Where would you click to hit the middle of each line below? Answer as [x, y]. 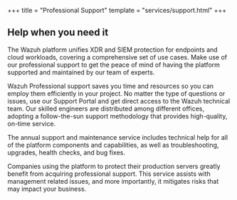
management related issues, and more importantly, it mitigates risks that [113, 181]
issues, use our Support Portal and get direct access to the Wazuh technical [119, 101]
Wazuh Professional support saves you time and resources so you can [111, 86]
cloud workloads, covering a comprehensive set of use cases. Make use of [117, 57]
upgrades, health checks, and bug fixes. [67, 152]
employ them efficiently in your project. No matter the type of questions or [116, 93]
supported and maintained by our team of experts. [81, 72]
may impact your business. [47, 189]
